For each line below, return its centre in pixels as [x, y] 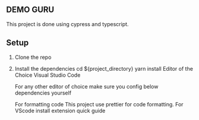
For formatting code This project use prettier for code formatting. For [99, 104]
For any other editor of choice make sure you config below [86, 86]
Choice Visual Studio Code [48, 75]
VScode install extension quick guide [60, 110]
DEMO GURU [30, 10]
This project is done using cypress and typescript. [67, 24]
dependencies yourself [43, 93]
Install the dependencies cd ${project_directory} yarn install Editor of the [104, 68]
